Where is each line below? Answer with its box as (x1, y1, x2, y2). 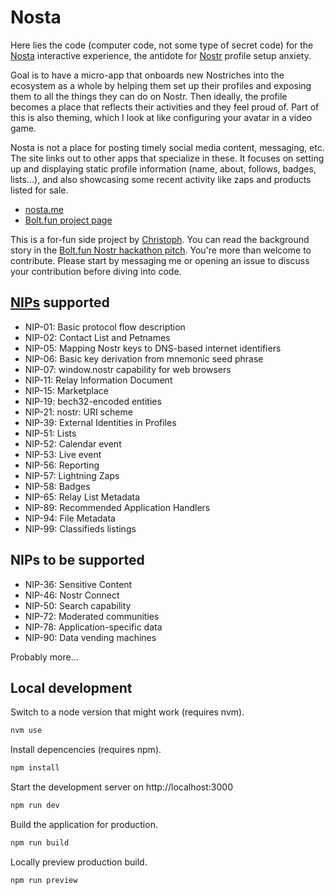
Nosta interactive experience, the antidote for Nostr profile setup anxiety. (10, 49, 312, 61)
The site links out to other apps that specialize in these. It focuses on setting (10, 152, 325, 164)
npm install (10, 763, 60, 773)
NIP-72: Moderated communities (24, 610, 160, 622)
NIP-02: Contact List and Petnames (24, 331, 171, 343)
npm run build (10, 838, 70, 848)
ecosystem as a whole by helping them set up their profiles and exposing (10, 79, 312, 91)
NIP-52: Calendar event (24, 437, 122, 450)
